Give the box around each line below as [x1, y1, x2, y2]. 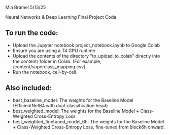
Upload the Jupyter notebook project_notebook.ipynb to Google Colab [12, 42, 160, 48]
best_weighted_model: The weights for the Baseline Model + [12, 108, 140, 114]
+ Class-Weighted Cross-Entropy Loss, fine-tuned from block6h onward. [12, 124, 165, 130]
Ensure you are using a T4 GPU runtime [12, 48, 95, 54]
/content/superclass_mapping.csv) [12, 63, 86, 70]
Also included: [5, 83, 52, 93]
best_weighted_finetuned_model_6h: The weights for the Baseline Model [12, 118, 164, 124]
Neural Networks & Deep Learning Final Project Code [5, 14, 117, 20]
